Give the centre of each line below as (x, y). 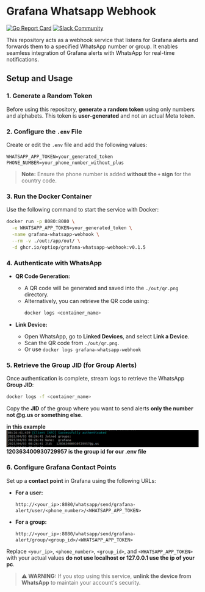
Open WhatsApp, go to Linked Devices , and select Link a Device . (107, 336)
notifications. (23, 59)
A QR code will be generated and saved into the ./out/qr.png (101, 288)
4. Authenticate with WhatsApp (54, 263)
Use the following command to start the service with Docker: (83, 210)
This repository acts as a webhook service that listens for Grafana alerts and (102, 40)
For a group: (31, 522)
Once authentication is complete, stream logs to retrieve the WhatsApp (95, 379)
